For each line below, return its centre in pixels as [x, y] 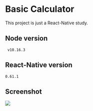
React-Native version [39, 65]
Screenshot [24, 91]
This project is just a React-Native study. [47, 23]
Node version [27, 38]
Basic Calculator [40, 9]
